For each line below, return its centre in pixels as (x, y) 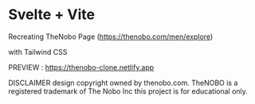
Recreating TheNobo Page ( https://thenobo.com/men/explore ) (111, 37)
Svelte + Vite (52, 15)
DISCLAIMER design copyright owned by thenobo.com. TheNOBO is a (123, 83)
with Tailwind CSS (38, 52)
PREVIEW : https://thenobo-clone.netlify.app (81, 67)
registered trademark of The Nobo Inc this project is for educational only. (128, 91)
